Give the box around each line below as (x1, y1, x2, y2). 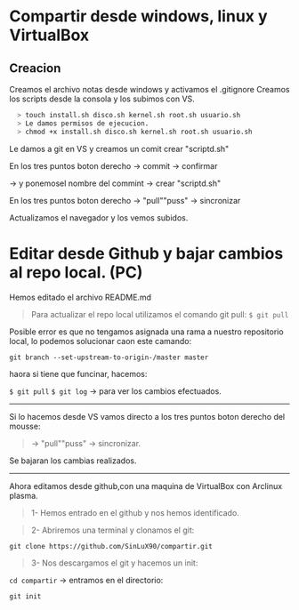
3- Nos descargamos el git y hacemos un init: (30, 558, 198, 568)
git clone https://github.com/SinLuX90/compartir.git (9, 542, 214, 550)
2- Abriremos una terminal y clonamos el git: (30, 525, 195, 535)
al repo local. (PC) (9, 262, 143, 282)
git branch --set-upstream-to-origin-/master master (9, 353, 209, 362)
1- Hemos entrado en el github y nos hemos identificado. (30, 507, 240, 518)
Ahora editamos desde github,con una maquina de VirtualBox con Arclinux (9, 480, 283, 491)
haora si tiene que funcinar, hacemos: (9, 368, 148, 379)
